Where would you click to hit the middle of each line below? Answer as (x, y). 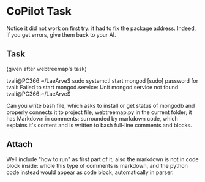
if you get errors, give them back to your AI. (61, 34)
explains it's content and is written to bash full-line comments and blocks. (99, 125)
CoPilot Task (39, 11)
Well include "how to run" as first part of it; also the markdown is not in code (102, 159)
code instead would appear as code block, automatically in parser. (90, 172)
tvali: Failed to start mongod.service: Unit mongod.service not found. (93, 87)
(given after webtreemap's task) (47, 69)
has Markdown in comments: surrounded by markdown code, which (92, 118)
